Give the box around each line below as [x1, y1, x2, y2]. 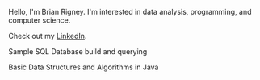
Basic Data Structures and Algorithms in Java [8, 62, 159, 72]
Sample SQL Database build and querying [8, 47, 148, 56]
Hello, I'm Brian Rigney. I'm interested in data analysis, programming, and [8, 7, 252, 16]
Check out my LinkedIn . [8, 32, 87, 40]
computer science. [8, 15, 71, 25]
